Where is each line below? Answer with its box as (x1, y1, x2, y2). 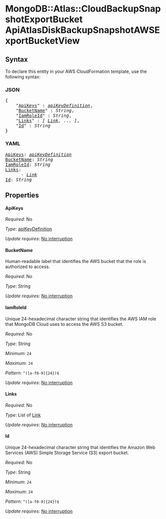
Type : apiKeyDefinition (5, 226, 52, 232)
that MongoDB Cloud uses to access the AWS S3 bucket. (5, 321, 124, 327)
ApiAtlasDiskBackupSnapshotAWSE (5, 25, 160, 36)
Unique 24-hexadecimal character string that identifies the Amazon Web (5, 445, 156, 450)
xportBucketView (5, 35, 80, 47)
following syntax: (5, 74, 41, 79)
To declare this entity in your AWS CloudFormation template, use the (5, 68, 147, 74)
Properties (5, 191, 39, 199)
